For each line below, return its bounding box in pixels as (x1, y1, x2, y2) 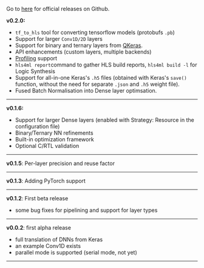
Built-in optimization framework (15, 136, 94, 143)
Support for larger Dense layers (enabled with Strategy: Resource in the (15, 116, 194, 124)
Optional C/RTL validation (15, 143, 80, 149)
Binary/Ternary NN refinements (15, 129, 93, 136)
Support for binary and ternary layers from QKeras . (15, 42, 143, 49)
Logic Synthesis (15, 68, 56, 75)
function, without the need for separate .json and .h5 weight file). (15, 80, 180, 88)
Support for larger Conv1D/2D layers (15, 35, 103, 42)
